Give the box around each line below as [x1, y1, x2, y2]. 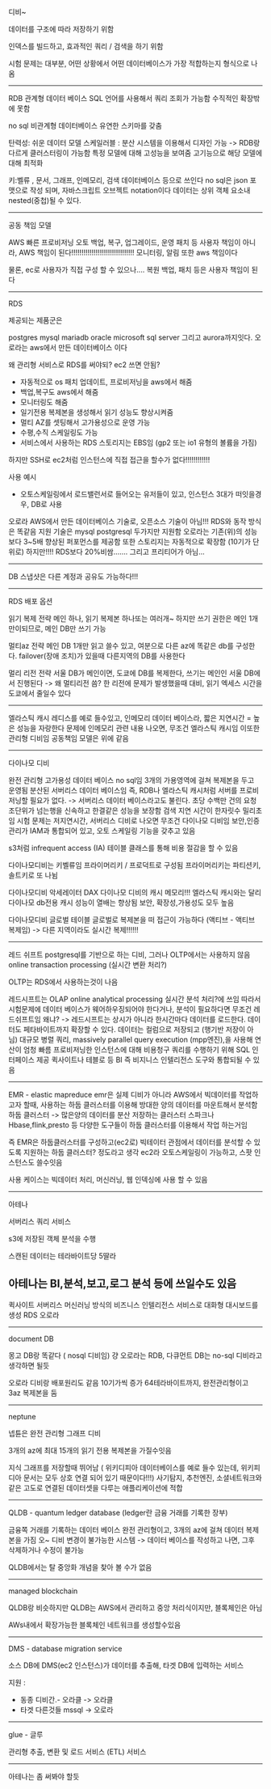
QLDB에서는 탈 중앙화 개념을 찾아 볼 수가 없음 [8, 1562, 152, 1571]
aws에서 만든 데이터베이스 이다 [29, 343, 127, 352]
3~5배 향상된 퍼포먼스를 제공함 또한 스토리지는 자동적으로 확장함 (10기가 [23, 537, 252, 546]
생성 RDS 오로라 [8, 1309, 60, 1320]
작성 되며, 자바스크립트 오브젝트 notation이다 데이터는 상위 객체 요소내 [29, 185, 251, 195]
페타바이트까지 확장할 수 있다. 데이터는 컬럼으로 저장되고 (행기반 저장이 [23, 1025, 246, 1034]
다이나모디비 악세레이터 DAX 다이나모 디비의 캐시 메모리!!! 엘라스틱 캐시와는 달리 [8, 888, 262, 897]
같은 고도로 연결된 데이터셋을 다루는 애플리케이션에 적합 [8, 1482, 183, 1492]
